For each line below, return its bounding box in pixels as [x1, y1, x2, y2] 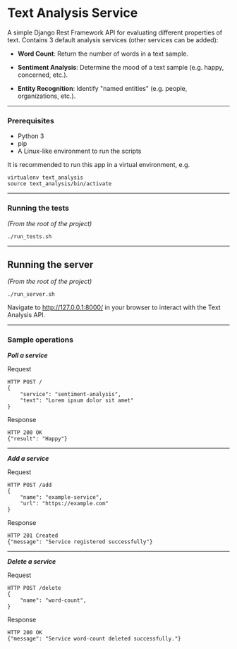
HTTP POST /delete [7, 584, 61, 591]
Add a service [7, 454, 49, 462]
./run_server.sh [7, 291, 55, 298]
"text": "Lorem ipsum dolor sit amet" [20, 397, 134, 404]
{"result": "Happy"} [7, 435, 68, 442]
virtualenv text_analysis [7, 174, 83, 181]
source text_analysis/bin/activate [7, 180, 112, 187]
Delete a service [7, 557, 56, 565]
